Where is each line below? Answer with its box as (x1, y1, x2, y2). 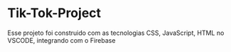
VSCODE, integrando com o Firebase (7, 36, 116, 44)
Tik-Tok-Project (7, 5, 102, 21)
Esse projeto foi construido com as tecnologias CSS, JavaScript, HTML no (7, 28, 225, 37)
